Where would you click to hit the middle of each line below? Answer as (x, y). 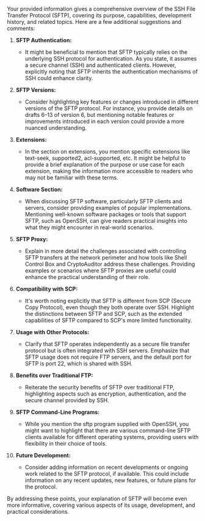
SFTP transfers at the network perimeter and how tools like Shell (106, 257)
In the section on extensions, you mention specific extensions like (107, 152)
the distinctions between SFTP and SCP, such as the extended (103, 314)
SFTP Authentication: (44, 40)
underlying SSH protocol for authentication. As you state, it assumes (111, 58)
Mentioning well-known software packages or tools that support (106, 214)
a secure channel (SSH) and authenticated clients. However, (100, 65)
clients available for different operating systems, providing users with (112, 437)
